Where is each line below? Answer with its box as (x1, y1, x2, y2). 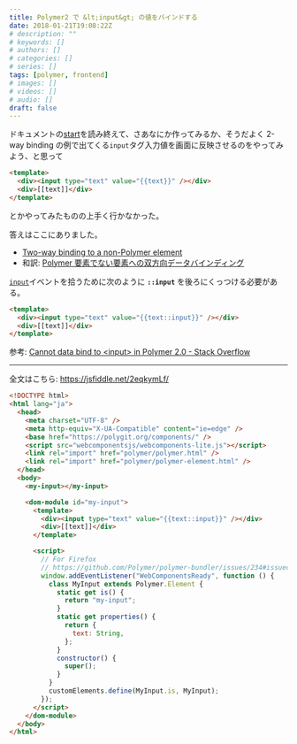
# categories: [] (9, 54, 73, 63)
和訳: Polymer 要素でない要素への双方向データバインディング (21, 257, 245, 268)
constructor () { (56, 654, 117, 663)
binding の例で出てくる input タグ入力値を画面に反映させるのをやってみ (26, 140, 285, 150)
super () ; (65, 662, 97, 671)
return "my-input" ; (65, 596, 137, 605)
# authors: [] (9, 46, 62, 55)
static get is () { (56, 587, 125, 597)
